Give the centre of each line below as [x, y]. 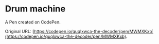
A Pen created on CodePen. [33, 22]
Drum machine [35, 9]
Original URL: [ [20, 31]
